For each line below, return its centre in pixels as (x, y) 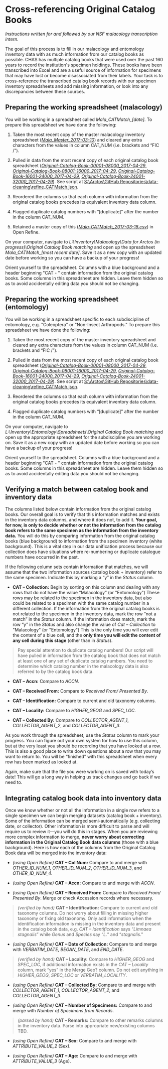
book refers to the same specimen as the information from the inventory (82, 530)
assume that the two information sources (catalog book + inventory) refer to (84, 572)
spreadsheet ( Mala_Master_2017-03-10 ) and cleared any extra (77, 140)
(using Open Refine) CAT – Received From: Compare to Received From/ (87, 893)
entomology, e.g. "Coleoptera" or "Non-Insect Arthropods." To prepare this (83, 324)
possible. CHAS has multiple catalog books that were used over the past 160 (84, 59)
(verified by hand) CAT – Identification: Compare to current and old (88, 908)
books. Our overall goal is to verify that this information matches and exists (82, 514)
